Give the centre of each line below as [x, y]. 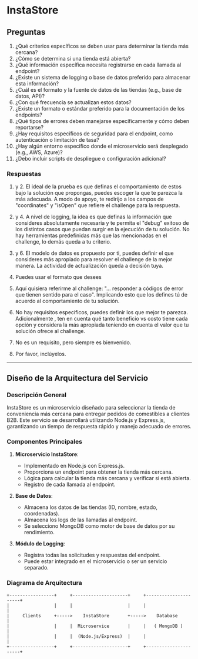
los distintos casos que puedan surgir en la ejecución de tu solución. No [102, 229]
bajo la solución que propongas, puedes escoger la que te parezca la [99, 193]
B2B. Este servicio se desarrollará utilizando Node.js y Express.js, [86, 420]
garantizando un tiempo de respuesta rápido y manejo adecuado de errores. [99, 426]
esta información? [37, 84]
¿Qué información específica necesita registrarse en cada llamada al [98, 65]
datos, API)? [30, 96]
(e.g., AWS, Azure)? [39, 152]
